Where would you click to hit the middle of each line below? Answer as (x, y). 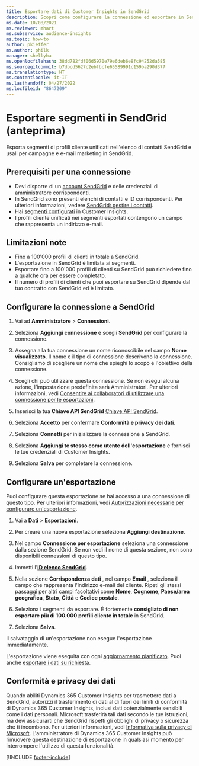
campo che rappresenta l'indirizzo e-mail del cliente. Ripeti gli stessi (98, 585)
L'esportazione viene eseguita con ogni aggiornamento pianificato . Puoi (94, 656)
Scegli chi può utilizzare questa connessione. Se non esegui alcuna (97, 381)
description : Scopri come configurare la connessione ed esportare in (95, 17)
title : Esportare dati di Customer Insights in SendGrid (78, 12)
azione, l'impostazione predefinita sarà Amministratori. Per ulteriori (96, 387)
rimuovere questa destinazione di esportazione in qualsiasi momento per (95, 739)
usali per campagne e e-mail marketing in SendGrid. (70, 153)
